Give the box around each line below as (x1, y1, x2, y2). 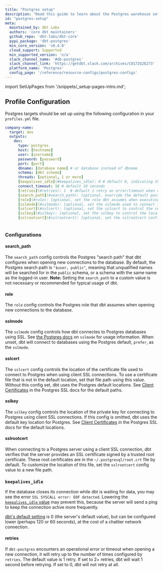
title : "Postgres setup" (5, 7, 55, 12)
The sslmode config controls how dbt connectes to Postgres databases (5, 329, 147, 335)
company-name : (5, 125, 34, 130)
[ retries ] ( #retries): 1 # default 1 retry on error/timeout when (17, 188, 155, 193)
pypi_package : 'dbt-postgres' (9, 39, 70, 44)
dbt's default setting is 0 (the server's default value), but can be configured (5, 514, 156, 520)
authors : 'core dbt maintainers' (9, 30, 77, 34)
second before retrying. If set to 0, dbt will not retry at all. (5, 561, 119, 567)
